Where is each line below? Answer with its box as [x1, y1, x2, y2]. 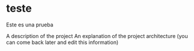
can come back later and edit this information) [6, 39, 119, 46]
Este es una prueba [6, 21, 54, 28]
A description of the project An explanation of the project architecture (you [6, 32, 188, 39]
